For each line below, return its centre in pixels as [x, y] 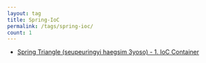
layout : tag [24, 13]
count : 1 [20, 33]
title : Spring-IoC [33, 20]
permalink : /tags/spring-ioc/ [50, 26]
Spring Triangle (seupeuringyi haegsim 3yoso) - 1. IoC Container [108, 52]
